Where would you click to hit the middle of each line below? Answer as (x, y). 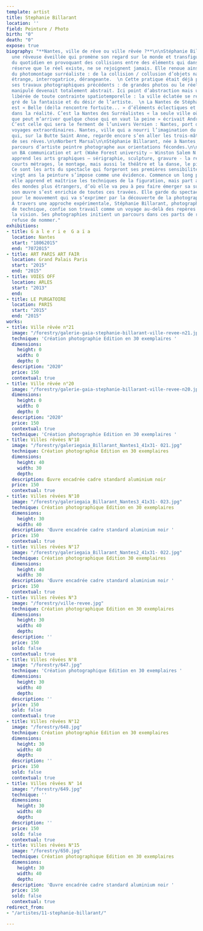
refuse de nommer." (36, 220)
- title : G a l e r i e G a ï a (48, 231)
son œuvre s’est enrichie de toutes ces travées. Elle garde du (94, 192)
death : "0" (20, 40)
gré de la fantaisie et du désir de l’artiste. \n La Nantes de (96, 102)
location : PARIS (32, 305)
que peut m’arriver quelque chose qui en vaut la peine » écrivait (98, 119)
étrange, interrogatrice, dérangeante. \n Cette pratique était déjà (102, 79)
